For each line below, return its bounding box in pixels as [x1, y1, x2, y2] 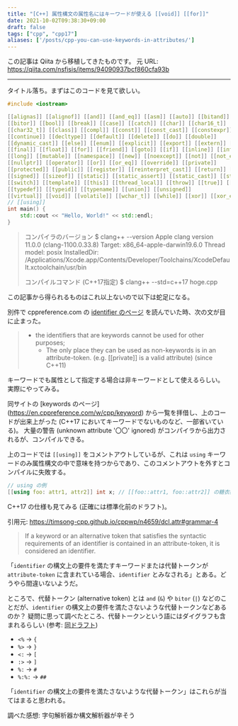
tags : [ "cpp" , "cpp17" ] [7, 30, 78, 38]
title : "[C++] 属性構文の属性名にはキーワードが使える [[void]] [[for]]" [7, 10, 209, 18]
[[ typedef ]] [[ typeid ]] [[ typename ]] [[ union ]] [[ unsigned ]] [7, 186, 192, 193]
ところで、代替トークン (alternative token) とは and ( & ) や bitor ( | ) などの [7, 593, 221, 603]
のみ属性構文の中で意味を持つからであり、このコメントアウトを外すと [19, 459, 225, 467]
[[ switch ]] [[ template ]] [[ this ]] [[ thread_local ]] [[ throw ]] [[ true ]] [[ [7, 179, 233, 186]
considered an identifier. [24, 547, 96, 555]
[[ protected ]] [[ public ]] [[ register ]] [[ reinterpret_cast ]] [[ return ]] [7, 166, 227, 173]
